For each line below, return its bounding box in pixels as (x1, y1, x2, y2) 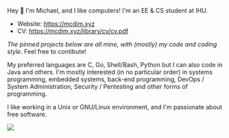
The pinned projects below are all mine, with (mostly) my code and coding (7, 40, 217, 48)
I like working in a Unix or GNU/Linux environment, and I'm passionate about (7, 103, 223, 111)
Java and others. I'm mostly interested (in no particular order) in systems (7, 68, 213, 76)
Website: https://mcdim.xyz (16, 20, 95, 27)
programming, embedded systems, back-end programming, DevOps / (7, 75, 204, 83)
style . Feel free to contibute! (7, 48, 87, 55)
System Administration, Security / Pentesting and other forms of (7, 83, 189, 90)
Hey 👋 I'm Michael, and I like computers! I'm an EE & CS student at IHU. (7, 7, 208, 14)
